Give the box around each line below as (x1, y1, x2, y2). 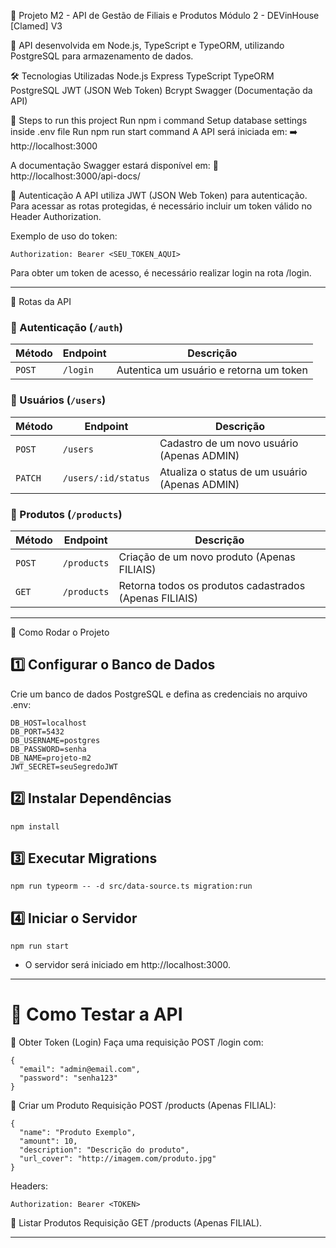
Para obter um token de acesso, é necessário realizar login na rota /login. (10, 267, 312, 279)
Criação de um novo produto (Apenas (118, 550, 296, 564)
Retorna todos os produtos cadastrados (118, 578, 306, 592)
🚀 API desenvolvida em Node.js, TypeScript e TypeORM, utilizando (10, 40, 285, 51)
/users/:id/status (62, 472, 150, 484)
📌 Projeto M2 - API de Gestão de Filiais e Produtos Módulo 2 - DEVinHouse (10, 10, 320, 21)
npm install (10, 821, 60, 832)
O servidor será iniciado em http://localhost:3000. (24, 959, 231, 971)
